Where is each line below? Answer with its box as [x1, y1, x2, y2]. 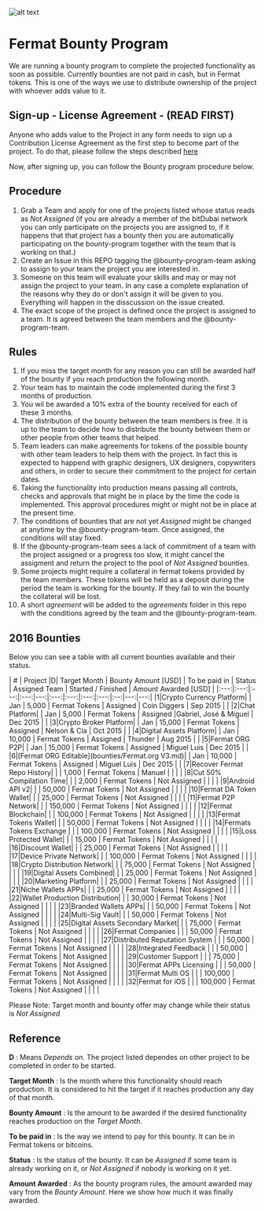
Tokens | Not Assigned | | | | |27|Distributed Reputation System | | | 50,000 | [9, 935, 255, 944]
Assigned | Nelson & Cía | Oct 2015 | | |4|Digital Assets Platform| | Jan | [9, 726, 240, 736]
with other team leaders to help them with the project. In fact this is [20, 449, 238, 460]
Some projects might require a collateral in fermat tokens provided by [20, 567, 245, 576]
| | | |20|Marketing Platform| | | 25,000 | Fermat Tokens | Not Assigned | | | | [9, 877, 254, 886]
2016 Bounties [9, 631, 81, 644]
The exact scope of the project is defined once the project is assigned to [20, 305, 256, 315]
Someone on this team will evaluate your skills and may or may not [20, 272, 237, 282]
